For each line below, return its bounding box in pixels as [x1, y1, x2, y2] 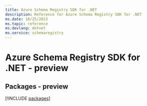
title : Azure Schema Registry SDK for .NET [5, 7, 97, 12]
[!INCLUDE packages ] [5, 96, 50, 101]
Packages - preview [5, 82, 68, 91]
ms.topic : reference [5, 21, 48, 26]
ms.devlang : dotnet [5, 26, 46, 31]
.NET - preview [5, 63, 68, 74]
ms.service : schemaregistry [5, 30, 64, 35]
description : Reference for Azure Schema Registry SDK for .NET [5, 12, 142, 17]
